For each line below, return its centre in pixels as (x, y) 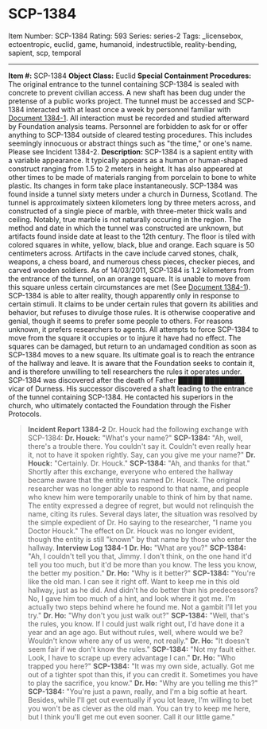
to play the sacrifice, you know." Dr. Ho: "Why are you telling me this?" (143, 683)
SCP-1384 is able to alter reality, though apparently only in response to (124, 295)
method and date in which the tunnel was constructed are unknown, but (126, 228)
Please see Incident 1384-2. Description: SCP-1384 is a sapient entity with (131, 151)
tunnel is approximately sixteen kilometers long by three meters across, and (132, 202)
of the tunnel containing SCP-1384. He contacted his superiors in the (121, 397)
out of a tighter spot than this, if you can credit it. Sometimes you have (143, 674)
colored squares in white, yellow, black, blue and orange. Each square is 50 (132, 244)
